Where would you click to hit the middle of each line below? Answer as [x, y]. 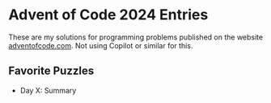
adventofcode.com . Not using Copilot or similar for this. [101, 45]
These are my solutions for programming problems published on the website [136, 37]
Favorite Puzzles [51, 71]
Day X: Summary [48, 90]
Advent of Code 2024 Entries [108, 15]
